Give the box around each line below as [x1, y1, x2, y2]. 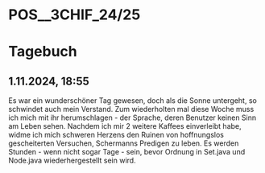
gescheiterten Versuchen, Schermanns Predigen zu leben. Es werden [8, 138, 239, 148]
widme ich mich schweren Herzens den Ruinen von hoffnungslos [8, 130, 224, 140]
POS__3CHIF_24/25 [8, 6, 141, 24]
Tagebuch [8, 43, 78, 61]
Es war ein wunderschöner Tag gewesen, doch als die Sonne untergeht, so [8, 96, 258, 105]
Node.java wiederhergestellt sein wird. [8, 155, 136, 166]
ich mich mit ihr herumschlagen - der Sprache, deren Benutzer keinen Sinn [8, 113, 257, 122]
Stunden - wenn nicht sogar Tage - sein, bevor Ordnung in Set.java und [8, 147, 246, 157]
